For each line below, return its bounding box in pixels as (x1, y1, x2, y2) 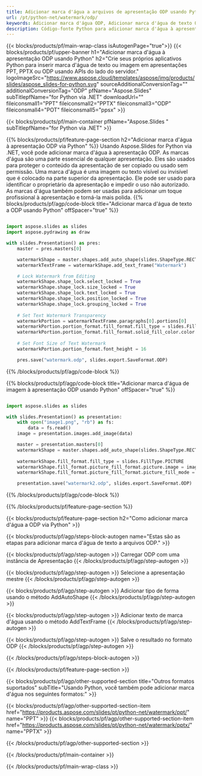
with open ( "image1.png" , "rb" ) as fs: (17, 419, 114, 425)
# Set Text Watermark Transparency (17, 312, 106, 319)
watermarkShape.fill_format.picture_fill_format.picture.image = (17, 464, 185, 470)
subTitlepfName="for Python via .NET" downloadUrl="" (6, 94, 144, 101)
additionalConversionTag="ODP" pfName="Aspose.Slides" (6, 87, 152, 94)
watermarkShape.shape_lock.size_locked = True (17, 284, 136, 290)
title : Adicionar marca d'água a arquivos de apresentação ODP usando (6, 8, 187, 15)
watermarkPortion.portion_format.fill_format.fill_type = (17, 323, 165, 329)
